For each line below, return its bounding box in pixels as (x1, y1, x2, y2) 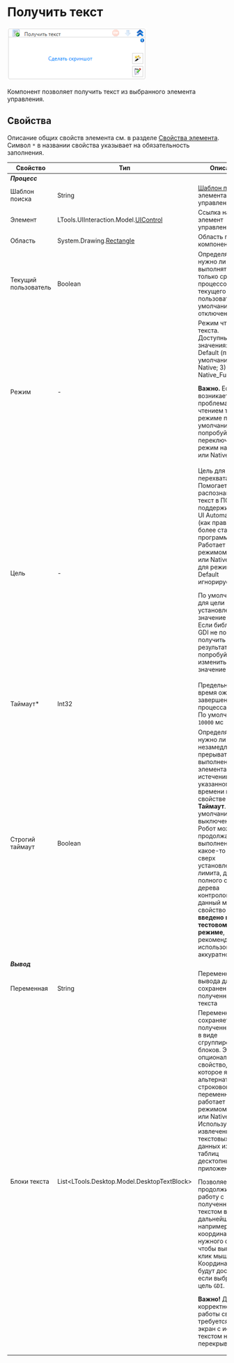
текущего (198, 287, 226, 295)
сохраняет (198, 1016, 230, 1025)
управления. (7, 95, 45, 103)
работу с (198, 1193, 224, 1201)
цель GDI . (198, 1281, 225, 1290)
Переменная (10, 984, 49, 992)
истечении (198, 772, 230, 781)
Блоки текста (10, 1177, 50, 1185)
